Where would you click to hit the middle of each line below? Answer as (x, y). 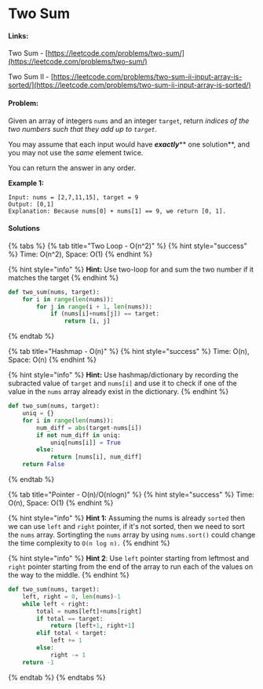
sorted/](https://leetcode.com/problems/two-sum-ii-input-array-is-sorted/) (130, 85)
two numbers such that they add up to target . (83, 129)
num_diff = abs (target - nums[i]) (89, 428)
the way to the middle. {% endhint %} (69, 575)
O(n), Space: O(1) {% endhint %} (61, 503)
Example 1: (26, 183)
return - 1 (38, 662)
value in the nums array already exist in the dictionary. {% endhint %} (119, 392)
